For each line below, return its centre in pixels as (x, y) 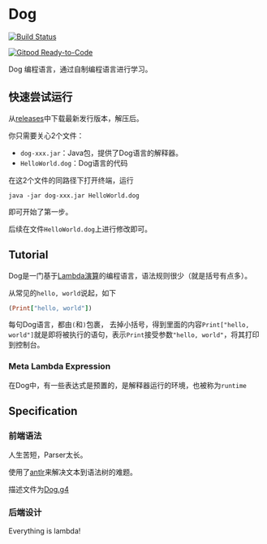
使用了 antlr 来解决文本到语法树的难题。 (73, 473)
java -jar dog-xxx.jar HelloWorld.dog (74, 196)
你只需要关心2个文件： (46, 136)
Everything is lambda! (45, 531)
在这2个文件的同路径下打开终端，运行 (71, 180)
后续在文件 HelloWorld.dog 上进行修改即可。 (80, 229)
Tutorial (28, 255)
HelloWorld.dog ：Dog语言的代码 (74, 162)
